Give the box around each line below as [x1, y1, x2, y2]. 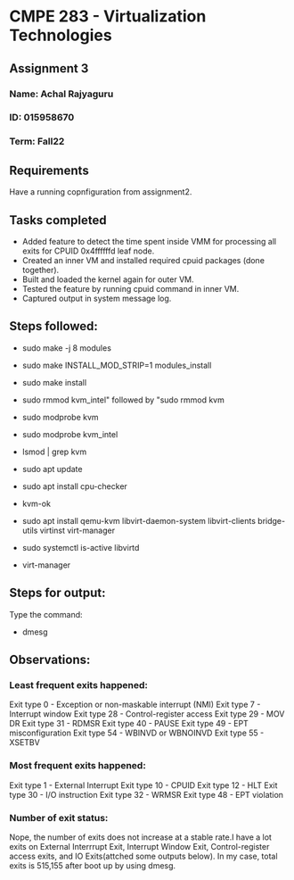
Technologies [9, 25, 113, 46]
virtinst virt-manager [39, 525, 116, 535]
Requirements [9, 162, 89, 178]
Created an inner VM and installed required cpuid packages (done [21, 254, 265, 265]
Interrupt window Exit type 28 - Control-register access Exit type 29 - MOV [9, 709, 285, 719]
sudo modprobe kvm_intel [21, 428, 118, 439]
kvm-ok [21, 498, 52, 509]
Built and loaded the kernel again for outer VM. [21, 274, 194, 285]
